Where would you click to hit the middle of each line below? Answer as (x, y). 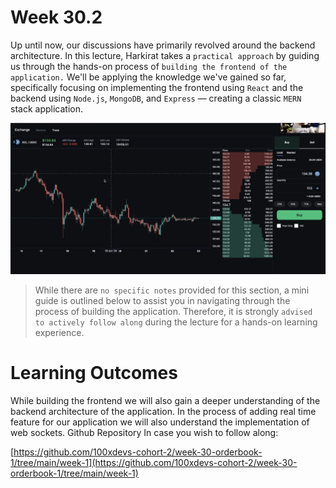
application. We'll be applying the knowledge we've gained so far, (148, 77)
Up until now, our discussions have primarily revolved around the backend (163, 45)
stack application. (46, 108)
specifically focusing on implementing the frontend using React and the (157, 87)
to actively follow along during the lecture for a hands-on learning (176, 322)
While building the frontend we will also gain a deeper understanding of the (165, 400)
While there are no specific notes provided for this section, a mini (172, 290)
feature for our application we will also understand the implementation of (160, 422)
